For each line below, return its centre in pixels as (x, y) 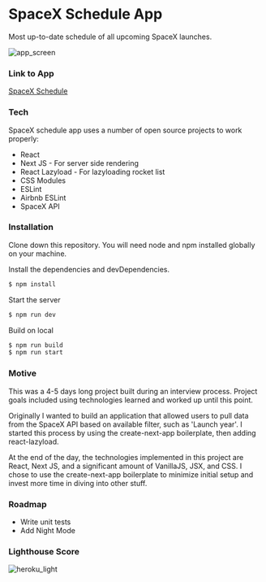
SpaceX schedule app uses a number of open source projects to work (125, 130)
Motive (22, 373)
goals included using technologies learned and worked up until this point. (131, 400)
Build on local (31, 330)
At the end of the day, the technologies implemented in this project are (126, 457)
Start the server (34, 300)
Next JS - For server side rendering (79, 163)
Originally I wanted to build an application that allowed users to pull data (129, 415)
